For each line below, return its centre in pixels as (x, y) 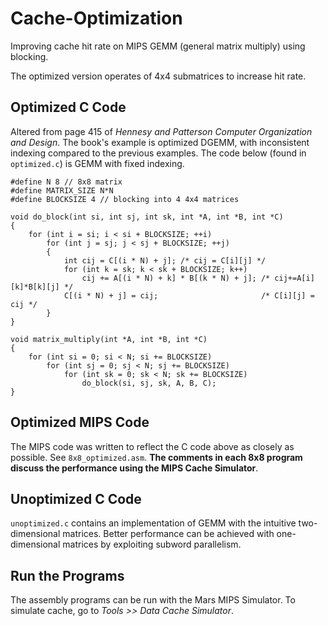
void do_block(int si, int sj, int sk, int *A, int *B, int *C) (147, 217)
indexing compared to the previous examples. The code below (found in (158, 153)
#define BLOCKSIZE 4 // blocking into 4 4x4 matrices (125, 199)
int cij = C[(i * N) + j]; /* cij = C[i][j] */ (165, 260)
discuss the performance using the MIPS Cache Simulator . (134, 468)
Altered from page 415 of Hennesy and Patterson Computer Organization (161, 131)
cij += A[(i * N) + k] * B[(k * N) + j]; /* (176, 278)
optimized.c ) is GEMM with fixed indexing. (97, 163)
